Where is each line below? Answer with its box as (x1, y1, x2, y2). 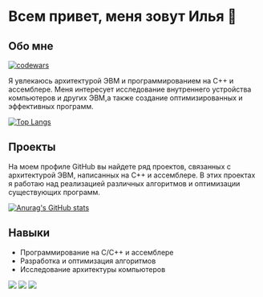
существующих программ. (8, 187, 100, 197)
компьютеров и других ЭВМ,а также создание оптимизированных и (8, 93, 243, 103)
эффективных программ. (8, 102, 94, 111)
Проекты (8, 140, 56, 154)
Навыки (8, 226, 51, 240)
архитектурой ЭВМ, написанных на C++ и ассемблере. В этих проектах (8, 170, 256, 180)
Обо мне (8, 39, 54, 53)
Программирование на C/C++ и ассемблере (19, 247, 174, 257)
